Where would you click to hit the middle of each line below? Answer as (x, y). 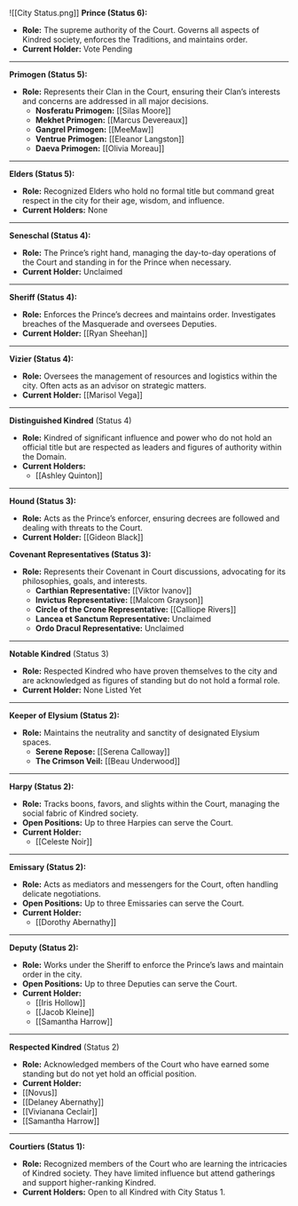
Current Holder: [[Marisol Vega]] (82, 395)
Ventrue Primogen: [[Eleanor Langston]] (110, 139)
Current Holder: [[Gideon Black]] (82, 537)
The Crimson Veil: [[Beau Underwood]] (107, 761)
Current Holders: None (65, 210)
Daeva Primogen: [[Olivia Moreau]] (100, 148)
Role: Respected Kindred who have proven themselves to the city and (149, 671)
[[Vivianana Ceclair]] (59, 1111)
